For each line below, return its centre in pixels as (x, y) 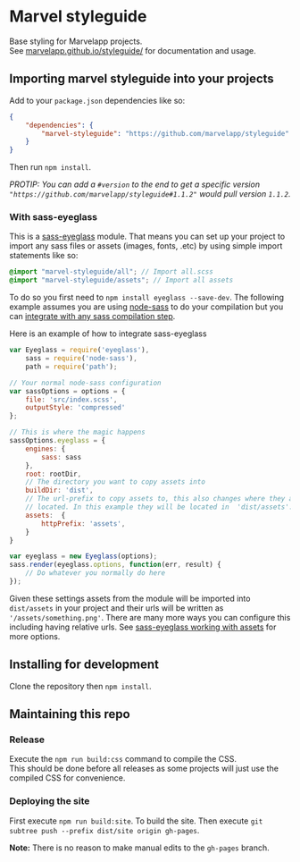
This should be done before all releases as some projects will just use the (144, 769)
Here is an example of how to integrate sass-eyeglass (108, 334)
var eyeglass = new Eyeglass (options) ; (83, 556)
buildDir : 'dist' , (59, 490)
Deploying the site (50, 801)
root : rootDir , (54, 474)
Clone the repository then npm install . (80, 686)
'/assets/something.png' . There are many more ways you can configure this (150, 617)
